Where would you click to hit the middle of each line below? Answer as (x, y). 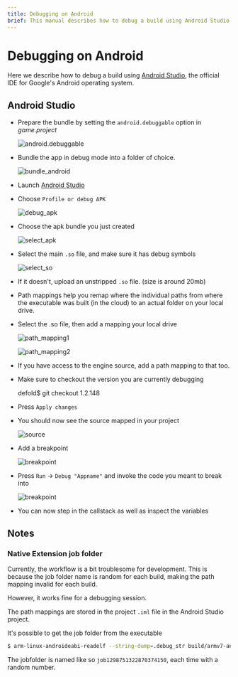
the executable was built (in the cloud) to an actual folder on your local (120, 303)
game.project (37, 130)
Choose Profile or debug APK (62, 199)
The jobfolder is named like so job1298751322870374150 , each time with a (113, 659)
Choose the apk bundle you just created (76, 226)
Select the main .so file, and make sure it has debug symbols (107, 254)
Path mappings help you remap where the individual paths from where (120, 295)
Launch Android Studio (51, 185)
